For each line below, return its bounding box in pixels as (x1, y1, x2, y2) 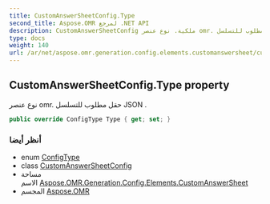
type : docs (9, 34, 46, 42)
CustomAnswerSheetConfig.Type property (9, 78, 230, 92)
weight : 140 (9, 42, 49, 50)
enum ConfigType (20, 152, 80, 162)
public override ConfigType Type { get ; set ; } (9, 115, 171, 123)
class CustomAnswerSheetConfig (20, 161, 132, 170)
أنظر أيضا (9, 134, 42, 145)
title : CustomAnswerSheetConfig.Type (9, 11, 135, 20)
